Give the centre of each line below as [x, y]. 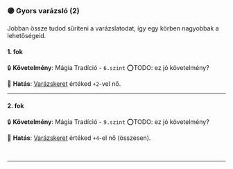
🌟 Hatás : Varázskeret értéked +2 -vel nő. [64, 83]
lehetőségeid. [27, 36]
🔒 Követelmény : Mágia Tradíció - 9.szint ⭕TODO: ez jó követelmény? [108, 122]
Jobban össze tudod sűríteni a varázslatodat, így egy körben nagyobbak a [113, 28]
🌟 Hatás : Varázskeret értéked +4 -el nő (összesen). [79, 138]
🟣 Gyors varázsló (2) [43, 10]
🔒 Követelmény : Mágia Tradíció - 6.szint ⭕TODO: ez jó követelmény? [108, 67]
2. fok [16, 106]
